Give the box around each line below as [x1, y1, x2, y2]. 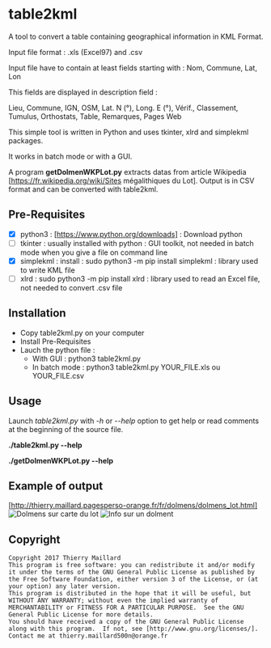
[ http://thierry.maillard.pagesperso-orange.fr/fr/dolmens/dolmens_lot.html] [8, 501, 258, 510]
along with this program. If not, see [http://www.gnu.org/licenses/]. [8, 625, 259, 633]
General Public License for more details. [8, 611, 154, 619]
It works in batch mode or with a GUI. [8, 151, 133, 161]
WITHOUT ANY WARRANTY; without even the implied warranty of [8, 596, 219, 605]
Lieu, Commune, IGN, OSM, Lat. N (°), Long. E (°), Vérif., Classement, [8, 103, 239, 112]
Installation [8, 307, 66, 320]
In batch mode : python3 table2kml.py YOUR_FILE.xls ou [32, 362, 221, 372]
